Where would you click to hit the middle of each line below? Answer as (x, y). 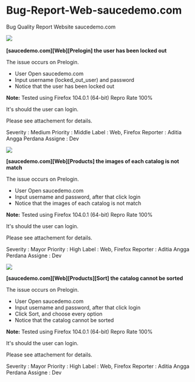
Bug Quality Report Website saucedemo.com (61, 27)
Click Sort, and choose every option (58, 314)
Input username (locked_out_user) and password (74, 80)
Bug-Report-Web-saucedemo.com (94, 10)
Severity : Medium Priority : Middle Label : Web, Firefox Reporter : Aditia (94, 132)
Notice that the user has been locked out (64, 86)
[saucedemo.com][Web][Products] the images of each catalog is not (93, 161)
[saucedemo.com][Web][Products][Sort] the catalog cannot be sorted (95, 278)
